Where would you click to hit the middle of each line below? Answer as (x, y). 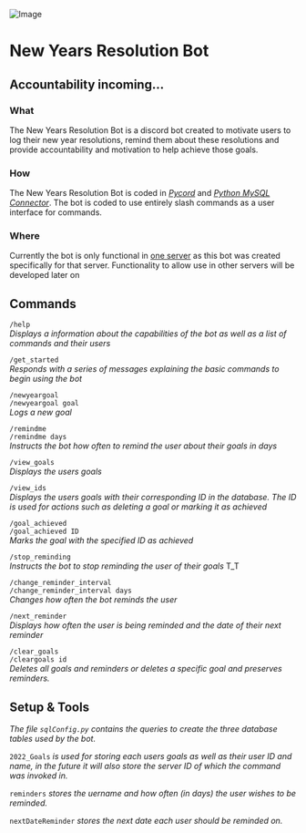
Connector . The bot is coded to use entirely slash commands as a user (142, 203)
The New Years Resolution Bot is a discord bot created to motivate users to (150, 130)
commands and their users (60, 344)
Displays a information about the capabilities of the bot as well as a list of (148, 334)
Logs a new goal (41, 412)
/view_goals (32, 463)
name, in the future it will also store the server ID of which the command (145, 766)
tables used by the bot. (53, 739)
